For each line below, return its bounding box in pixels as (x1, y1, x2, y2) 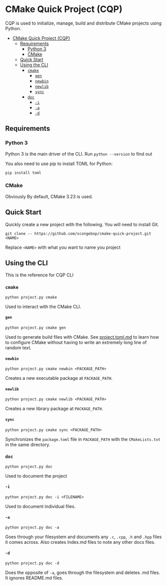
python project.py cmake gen (5, 325, 66, 330)
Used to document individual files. (5, 503, 76, 510)
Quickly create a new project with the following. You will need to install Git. (5, 221, 159, 227)
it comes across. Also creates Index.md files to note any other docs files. (5, 539, 155, 545)
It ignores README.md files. (5, 575, 64, 581)
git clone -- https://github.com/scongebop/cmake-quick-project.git (5, 231, 151, 236)
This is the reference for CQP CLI (5, 272, 74, 278)
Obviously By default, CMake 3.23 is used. (5, 193, 93, 199)
